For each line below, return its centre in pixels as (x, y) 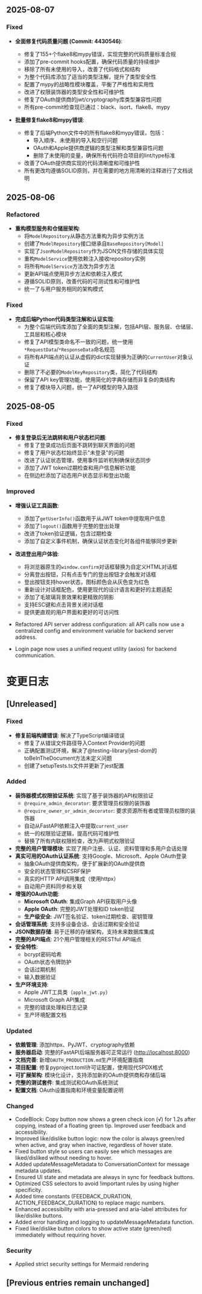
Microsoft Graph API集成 (55, 999)
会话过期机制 (40, 969)
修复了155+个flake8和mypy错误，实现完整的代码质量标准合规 (100, 54)
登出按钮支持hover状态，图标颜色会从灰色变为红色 (87, 582)
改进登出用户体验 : (37, 554)
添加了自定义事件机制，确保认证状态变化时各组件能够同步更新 (101, 541)
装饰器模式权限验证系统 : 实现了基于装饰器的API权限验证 (84, 796)
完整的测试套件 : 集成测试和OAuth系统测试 (67, 1083)
